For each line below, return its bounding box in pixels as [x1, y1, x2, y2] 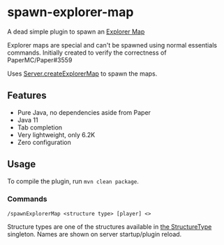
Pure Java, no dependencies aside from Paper [17, 108, 151, 116]
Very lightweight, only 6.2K [17, 130, 96, 139]
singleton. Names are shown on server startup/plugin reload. [7, 230, 182, 238]
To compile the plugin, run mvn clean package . [7, 176, 140, 185]
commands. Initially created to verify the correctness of [7, 48, 167, 57]
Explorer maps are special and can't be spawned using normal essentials [7, 41, 218, 49]
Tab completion [17, 123, 63, 132]
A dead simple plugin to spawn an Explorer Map [7, 27, 145, 36]
